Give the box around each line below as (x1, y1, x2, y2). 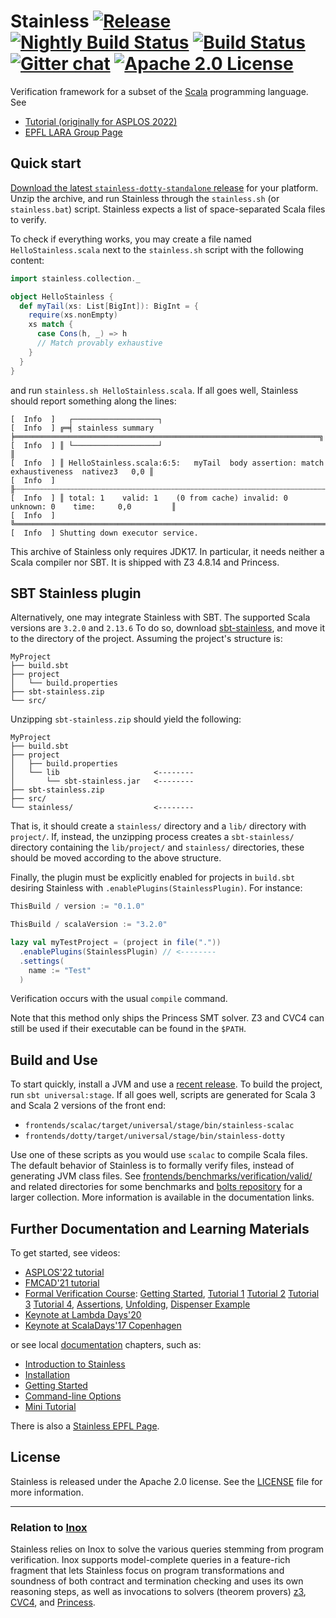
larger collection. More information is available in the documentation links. (10, 1191, 315, 1204)
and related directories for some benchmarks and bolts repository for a (10, 1181, 303, 1193)
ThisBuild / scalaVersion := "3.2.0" (10, 920, 168, 930)
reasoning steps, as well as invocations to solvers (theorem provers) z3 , (10, 1586, 307, 1598)
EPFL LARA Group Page (24, 126, 123, 138)
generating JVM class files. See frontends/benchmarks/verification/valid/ (10, 1170, 313, 1182)
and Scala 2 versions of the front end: (10, 1100, 167, 1112)
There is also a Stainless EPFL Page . (10, 1420, 160, 1432)
